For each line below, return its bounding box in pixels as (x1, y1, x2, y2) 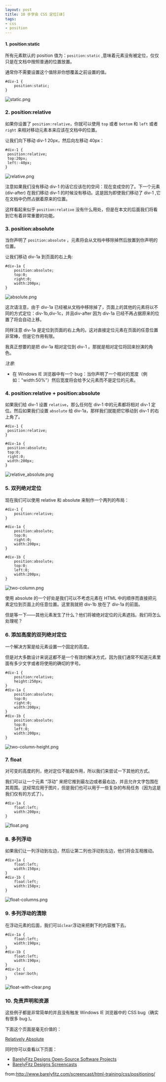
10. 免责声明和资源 (5, 997, 49, 1004)
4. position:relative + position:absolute (5, 389, 100, 396)
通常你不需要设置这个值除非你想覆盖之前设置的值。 (5, 69, 109, 75)
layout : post (5, 7, 32, 12)
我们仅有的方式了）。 (5, 791, 46, 797)
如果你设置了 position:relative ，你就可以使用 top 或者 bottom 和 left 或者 (5, 121, 158, 127)
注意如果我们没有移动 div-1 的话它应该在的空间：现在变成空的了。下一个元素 (5, 184, 161, 189)
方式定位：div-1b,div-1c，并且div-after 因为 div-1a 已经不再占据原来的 (13, 310, 155, 316)
